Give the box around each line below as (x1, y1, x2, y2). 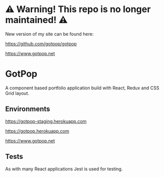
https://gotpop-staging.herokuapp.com (5, 118, 87, 124)
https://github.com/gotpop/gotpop (5, 40, 77, 46)
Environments (5, 105, 50, 113)
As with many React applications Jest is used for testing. (5, 165, 123, 172)
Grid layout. (5, 90, 29, 96)
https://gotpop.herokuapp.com (5, 128, 70, 134)
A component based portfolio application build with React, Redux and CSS (5, 85, 159, 91)
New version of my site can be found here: (5, 31, 94, 37)
